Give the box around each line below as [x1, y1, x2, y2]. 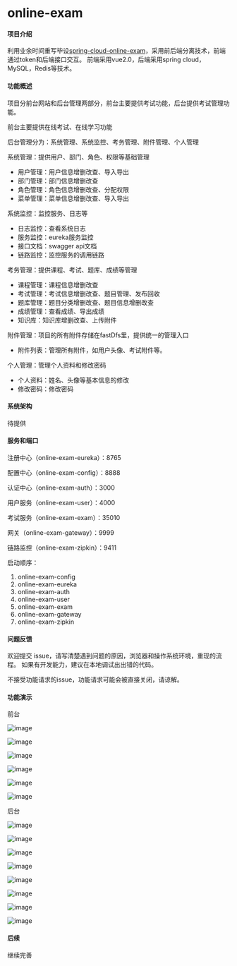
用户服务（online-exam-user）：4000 [7, 499, 116, 507]
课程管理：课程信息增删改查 [17, 280, 99, 289]
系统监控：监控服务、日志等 [7, 209, 88, 217]
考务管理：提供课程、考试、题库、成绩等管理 [7, 265, 138, 274]
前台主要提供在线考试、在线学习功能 [7, 122, 113, 131]
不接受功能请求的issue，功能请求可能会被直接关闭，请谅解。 [7, 675, 183, 684]
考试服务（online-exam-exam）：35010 [7, 514, 121, 521]
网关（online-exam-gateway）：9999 [7, 529, 114, 537]
